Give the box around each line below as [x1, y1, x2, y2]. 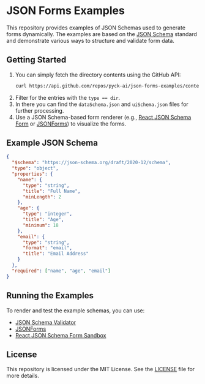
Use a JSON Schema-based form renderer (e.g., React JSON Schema [15, 113, 192, 121]
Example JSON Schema [6, 138, 98, 148]
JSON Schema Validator [15, 318, 76, 326]
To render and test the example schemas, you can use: [6, 307, 145, 314]
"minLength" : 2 [22, 194, 62, 200]
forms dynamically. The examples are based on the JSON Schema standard [6, 30, 198, 37]
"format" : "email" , [22, 245, 72, 251]
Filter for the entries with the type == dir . [15, 94, 121, 101]
